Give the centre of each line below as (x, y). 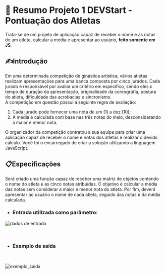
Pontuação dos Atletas (53, 21)
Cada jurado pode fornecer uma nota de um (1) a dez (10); (72, 112)
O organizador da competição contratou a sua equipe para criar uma (75, 132)
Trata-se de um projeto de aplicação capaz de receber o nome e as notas (80, 34)
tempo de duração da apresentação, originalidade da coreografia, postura (81, 91)
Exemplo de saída (34, 246)
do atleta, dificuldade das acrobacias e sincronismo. (58, 97)
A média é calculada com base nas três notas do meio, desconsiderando (86, 117)
